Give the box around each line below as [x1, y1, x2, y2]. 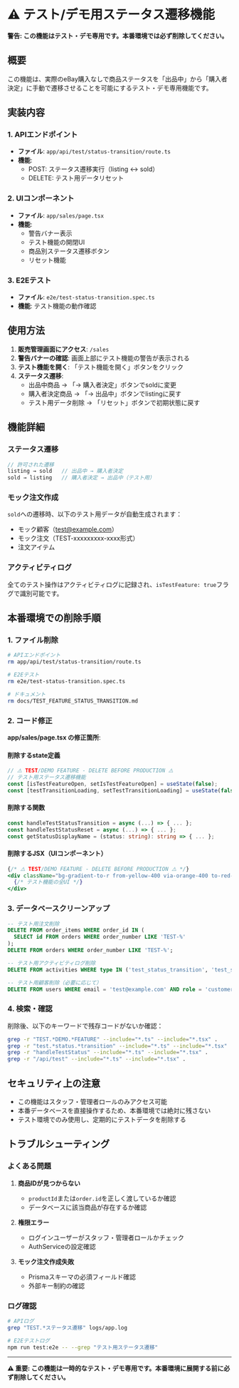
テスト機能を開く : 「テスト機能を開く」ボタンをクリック [17, 362, 184, 371]
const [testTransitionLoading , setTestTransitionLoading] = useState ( [7, 787, 221, 794]
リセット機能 [28, 255, 66, 264]
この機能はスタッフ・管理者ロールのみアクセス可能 [17, 1098, 168, 1106]
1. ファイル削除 [7, 636, 59, 645]
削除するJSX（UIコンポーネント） [7, 849, 107, 858]
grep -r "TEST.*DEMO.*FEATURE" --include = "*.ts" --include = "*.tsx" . [7, 1036, 218, 1043]
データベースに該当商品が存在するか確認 [28, 1203, 147, 1211]
